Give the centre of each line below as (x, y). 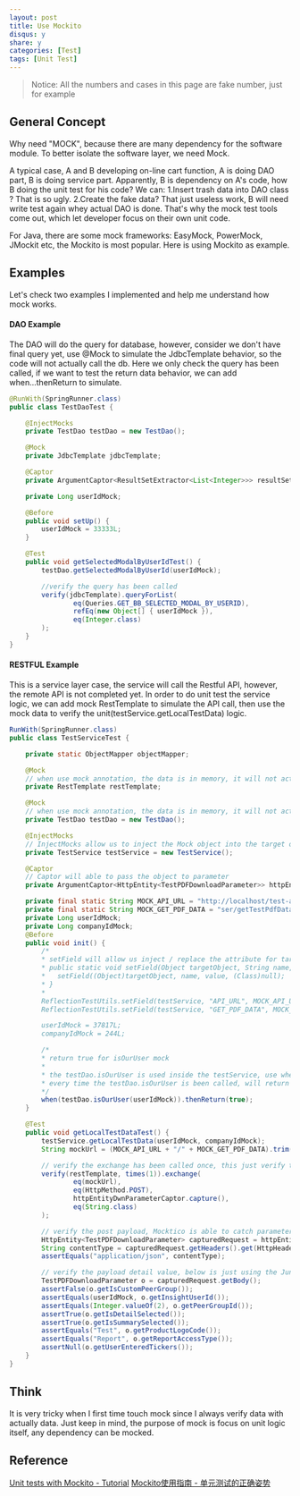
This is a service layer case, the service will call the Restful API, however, (144, 685)
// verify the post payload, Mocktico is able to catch (147, 1231)
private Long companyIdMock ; (79, 926)
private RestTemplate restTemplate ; (94, 787)
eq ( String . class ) (105, 1207)
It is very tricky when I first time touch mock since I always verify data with (146, 1413)
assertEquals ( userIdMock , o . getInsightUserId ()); (135, 1297)
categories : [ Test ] (46, 51)
